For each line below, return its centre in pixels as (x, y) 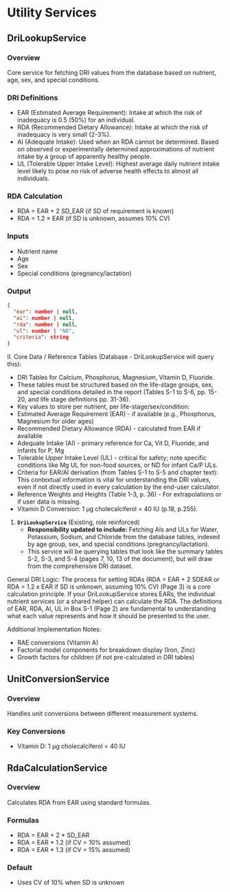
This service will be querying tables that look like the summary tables (125, 552)
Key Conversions (36, 731)
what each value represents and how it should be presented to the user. (109, 616)
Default (20, 868)
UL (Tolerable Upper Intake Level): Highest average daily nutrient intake (118, 164)
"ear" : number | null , (46, 312)
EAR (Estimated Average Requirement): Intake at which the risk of (110, 113)
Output (19, 291)
